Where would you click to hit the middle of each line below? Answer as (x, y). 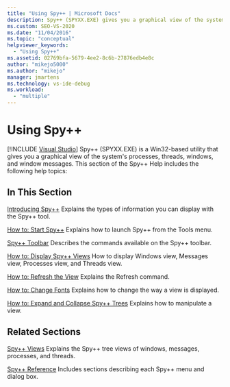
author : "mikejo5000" (38, 64)
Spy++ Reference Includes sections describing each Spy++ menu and (106, 369)
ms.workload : (26, 90)
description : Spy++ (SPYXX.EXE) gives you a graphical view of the (105, 20)
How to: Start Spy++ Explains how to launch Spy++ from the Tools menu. (110, 229)
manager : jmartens (33, 77)
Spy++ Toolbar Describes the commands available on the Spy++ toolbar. (110, 242)
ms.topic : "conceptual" (41, 39)
